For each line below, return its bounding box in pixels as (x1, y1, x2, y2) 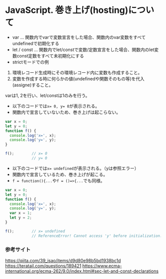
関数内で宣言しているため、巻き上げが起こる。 (12, 171, 108, 177)
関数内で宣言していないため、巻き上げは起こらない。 (12, 109, 121, 115)
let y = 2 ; (9, 215, 32, 221)
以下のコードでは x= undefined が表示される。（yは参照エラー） (12, 165, 139, 171)
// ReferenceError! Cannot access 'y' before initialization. (31, 233, 163, 238)
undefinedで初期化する (12, 40, 59, 46)
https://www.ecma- (82, 263, 122, 269)
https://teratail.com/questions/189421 (5, 263, 82, 269)
